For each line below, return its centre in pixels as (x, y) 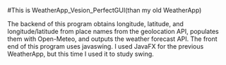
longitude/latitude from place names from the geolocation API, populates (113, 31)
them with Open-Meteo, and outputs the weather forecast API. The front (112, 39)
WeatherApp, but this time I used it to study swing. (81, 54)
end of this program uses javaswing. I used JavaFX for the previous (106, 46)
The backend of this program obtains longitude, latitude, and (95, 24)
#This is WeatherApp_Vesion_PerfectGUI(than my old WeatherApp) (105, 10)
